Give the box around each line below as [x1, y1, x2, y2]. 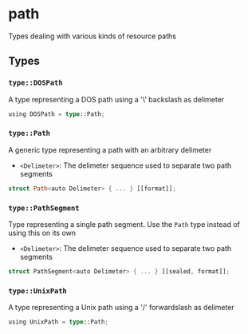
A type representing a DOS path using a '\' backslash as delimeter [8, 94, 225, 104]
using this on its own [8, 228, 77, 237]
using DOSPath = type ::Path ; [8, 109, 105, 118]
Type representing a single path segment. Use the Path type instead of [8, 219, 241, 229]
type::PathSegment [8, 203, 80, 213]
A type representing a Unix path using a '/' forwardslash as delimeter [8, 303, 235, 312]
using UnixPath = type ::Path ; [8, 318, 109, 326]
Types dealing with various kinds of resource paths [8, 31, 177, 41]
